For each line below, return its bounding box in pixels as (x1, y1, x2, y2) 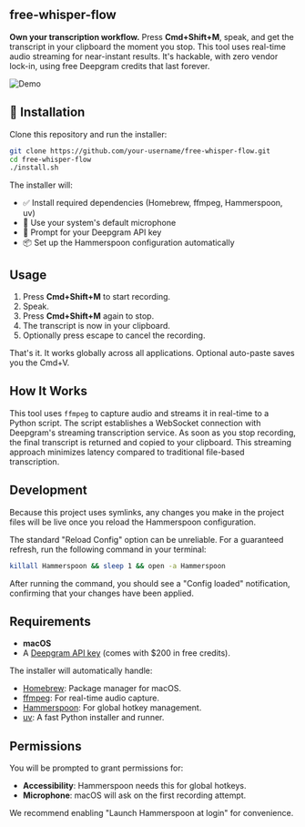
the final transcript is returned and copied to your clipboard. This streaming (9, 436, 291, 447)
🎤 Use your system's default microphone (22, 218, 177, 229)
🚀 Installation (9, 105, 86, 120)
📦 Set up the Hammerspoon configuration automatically (22, 237, 235, 249)
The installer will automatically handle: (9, 665, 153, 677)
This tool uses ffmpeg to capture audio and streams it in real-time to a (9, 407, 269, 418)
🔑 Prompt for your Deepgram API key (22, 227, 162, 238)
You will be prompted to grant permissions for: (9, 762, 184, 773)
